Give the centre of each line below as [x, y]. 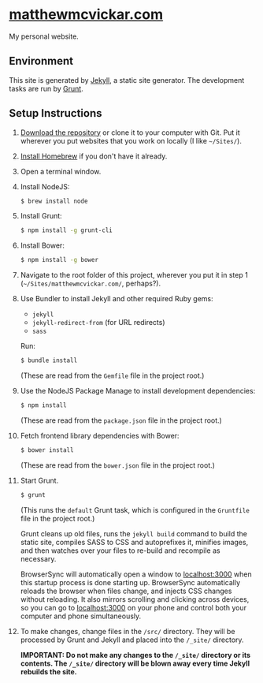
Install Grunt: [41, 216]
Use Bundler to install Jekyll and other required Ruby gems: [117, 299]
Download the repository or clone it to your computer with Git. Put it [130, 132]
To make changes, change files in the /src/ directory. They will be [128, 631]
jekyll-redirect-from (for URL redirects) [98, 323]
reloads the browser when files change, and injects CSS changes [126, 591]
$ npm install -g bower [59, 260]
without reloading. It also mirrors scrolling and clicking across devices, [135, 599]
